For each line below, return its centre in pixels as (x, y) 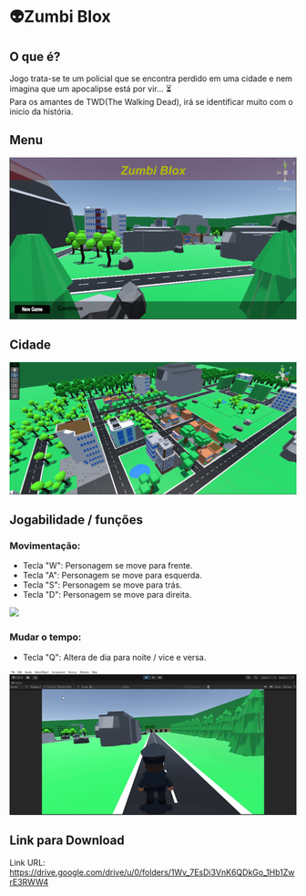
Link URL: (27, 862)
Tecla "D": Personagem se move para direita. (107, 595)
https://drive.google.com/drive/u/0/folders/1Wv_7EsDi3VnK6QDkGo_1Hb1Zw (152, 872)
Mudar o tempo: (46, 637)
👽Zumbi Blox (60, 17)
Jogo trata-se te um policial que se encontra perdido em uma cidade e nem (151, 78)
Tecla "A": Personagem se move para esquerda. (112, 576)
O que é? (35, 56)
